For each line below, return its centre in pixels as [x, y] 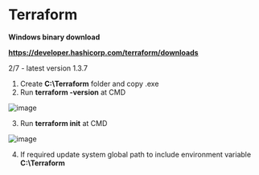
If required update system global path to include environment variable [136, 154]
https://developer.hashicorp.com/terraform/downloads [103, 52]
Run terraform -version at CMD [73, 92]
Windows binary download [54, 37]
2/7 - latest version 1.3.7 [48, 68]
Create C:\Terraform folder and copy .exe [89, 83]
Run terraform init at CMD [64, 123]
